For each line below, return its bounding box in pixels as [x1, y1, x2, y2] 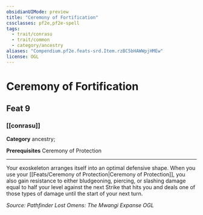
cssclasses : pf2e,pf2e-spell [6, 20, 80, 26]
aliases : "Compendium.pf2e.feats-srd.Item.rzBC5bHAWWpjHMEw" [6, 48, 164, 54]
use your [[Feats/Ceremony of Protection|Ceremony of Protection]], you [6, 170, 185, 178]
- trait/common [11, 37, 50, 43]
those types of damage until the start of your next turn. [6, 190, 143, 197]
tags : [6, 25, 20, 32]
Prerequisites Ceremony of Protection [6, 147, 101, 154]
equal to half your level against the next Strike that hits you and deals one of [6, 183, 196, 190]
